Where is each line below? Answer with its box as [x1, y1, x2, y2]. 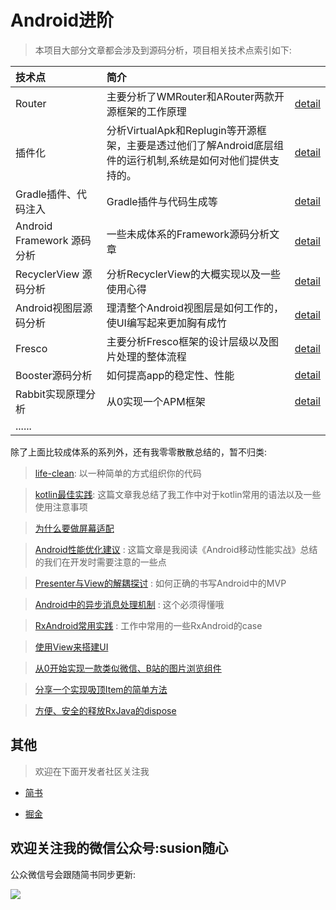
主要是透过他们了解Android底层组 [126, 138, 285, 152]
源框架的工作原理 [106, 104, 187, 118]
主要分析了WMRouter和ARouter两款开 [106, 89, 285, 103]
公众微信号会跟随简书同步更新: [10, 868, 137, 880]
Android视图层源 [15, 301, 93, 315]
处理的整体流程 [116, 349, 187, 363]
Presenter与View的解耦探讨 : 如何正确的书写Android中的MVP [34, 577, 287, 589]
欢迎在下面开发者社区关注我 [34, 765, 150, 777]
